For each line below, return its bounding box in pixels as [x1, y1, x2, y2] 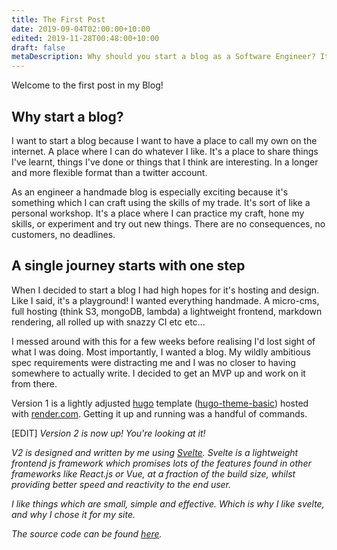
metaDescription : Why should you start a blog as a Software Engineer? [11, 52, 316, 62]
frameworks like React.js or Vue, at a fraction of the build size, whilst [11, 467, 296, 480]
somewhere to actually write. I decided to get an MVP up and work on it [11, 367, 306, 379]
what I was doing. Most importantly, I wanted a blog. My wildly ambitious [11, 346, 311, 358]
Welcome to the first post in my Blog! [11, 79, 164, 91]
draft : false [11, 42, 66, 53]
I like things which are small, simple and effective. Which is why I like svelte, [11, 497, 325, 510]
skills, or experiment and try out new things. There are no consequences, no [11, 217, 326, 230]
